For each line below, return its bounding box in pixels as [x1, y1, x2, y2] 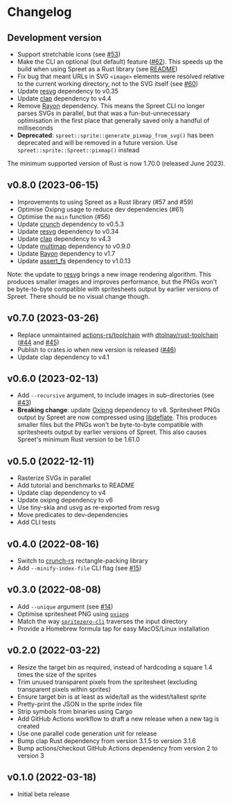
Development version [7, 32, 102, 44]
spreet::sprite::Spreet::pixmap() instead [17, 146, 140, 154]
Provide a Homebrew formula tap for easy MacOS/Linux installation [17, 624, 210, 633]
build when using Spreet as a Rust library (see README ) [17, 65, 178, 73]
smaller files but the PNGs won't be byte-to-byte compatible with [17, 421, 204, 429]
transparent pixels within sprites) [17, 685, 111, 693]
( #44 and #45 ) [17, 338, 60, 347]
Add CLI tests [17, 518, 57, 527]
